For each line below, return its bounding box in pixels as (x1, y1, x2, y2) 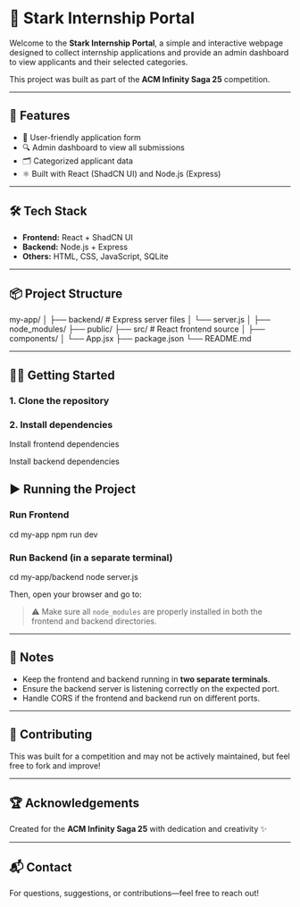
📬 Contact (9, 860, 72, 875)
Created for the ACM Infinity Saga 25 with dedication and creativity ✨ (9, 824, 268, 835)
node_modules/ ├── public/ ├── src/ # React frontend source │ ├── (9, 323, 265, 334)
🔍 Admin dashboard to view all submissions (21, 142, 185, 153)
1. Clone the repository (9, 394, 110, 407)
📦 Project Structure (9, 286, 123, 301)
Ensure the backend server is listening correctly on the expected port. (21, 683, 279, 693)
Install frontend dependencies (9, 438, 120, 449)
